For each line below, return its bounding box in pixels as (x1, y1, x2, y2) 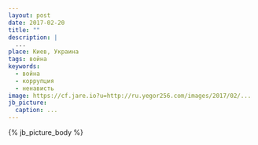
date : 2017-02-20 (8, 19, 65, 27)
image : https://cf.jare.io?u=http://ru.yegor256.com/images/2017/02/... (8, 92, 252, 100)
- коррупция (15, 77, 55, 85)
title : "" (8, 26, 41, 34)
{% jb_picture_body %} (8, 128, 84, 137)
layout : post (8, 11, 51, 20)
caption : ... (15, 107, 58, 114)
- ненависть (15, 84, 55, 92)
